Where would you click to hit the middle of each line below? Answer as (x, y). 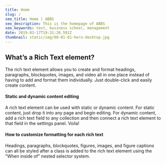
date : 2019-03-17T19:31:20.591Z (38, 33)
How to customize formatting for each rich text (54, 135)
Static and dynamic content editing (42, 97)
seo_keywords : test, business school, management (57, 28)
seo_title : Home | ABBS (30, 19)
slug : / (13, 14)
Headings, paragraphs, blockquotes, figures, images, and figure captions (80, 146)
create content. (21, 85)
